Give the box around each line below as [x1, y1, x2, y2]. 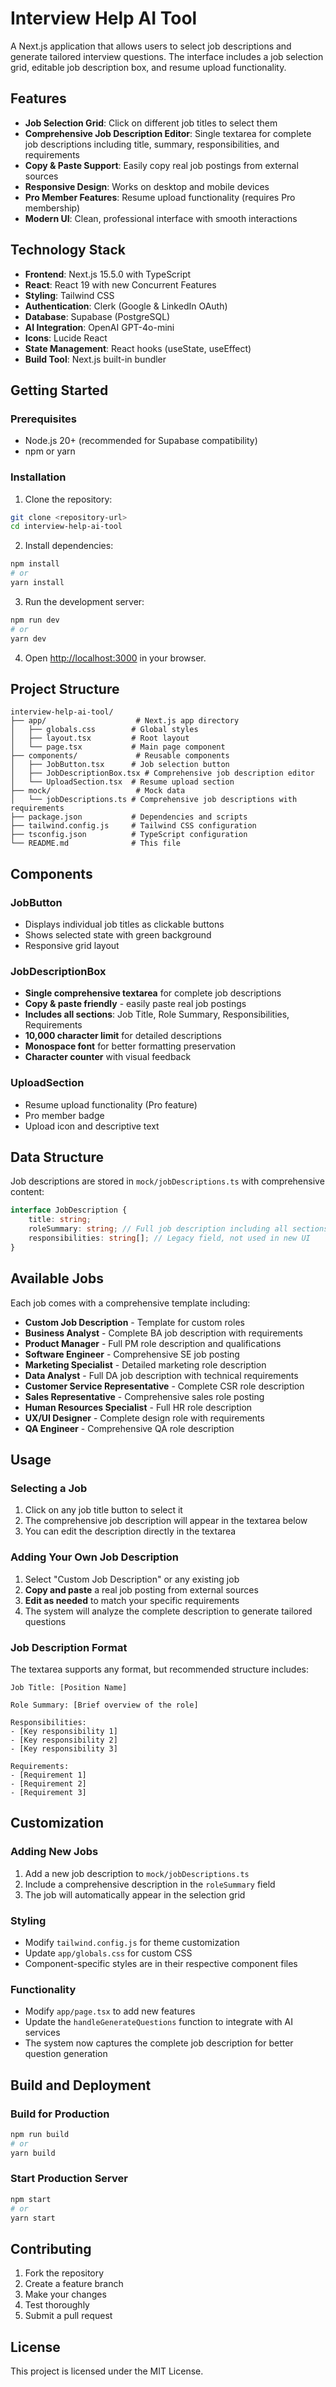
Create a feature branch [24, 2278, 124, 2290]
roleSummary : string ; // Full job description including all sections [28, 1224, 329, 1234]
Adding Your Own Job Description [10, 1550, 180, 1564]
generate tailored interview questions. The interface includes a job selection [10, 50, 324, 62]
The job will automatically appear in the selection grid [24, 1888, 246, 1901]
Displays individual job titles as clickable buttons [24, 918, 225, 931]
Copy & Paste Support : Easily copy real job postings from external [24, 159, 299, 171]
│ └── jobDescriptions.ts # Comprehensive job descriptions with [10, 795, 298, 805]
